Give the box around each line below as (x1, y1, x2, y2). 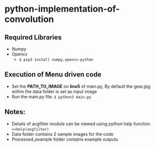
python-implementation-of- (4, 3, 120, 15)
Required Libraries (4, 33, 62, 41)
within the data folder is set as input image (11, 89, 97, 94)
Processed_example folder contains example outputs (11, 136, 118, 142)
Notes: (4, 108, 25, 116)
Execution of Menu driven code (4, 71, 102, 79)
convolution (4, 14, 54, 25)
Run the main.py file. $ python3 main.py (11, 93, 91, 99)
